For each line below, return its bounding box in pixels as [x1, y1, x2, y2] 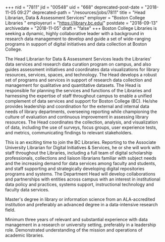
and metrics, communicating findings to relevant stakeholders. [5, 130, 133, 135]
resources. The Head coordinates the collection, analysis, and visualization [5, 119, 158, 125]
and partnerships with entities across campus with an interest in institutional [5, 176, 161, 182]
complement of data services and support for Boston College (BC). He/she [5, 98, 158, 104]
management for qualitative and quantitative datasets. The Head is [5, 82, 141, 88]
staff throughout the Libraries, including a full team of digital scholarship [5, 150, 153, 156]
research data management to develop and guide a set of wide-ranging [5, 36, 151, 42]
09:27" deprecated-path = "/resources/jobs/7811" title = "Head [17, 9, 146, 15]
